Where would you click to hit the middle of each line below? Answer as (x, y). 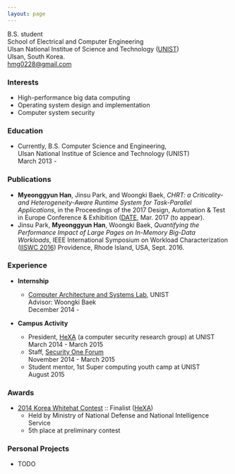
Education (25, 130)
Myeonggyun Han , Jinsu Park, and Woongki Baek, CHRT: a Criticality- (120, 195)
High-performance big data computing (74, 97)
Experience (27, 265)
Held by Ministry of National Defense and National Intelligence (119, 415)
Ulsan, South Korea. (36, 56)
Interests (23, 82)
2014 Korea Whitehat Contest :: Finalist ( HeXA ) (85, 408)
